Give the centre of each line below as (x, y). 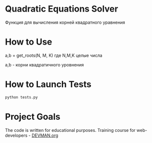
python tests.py (21, 97)
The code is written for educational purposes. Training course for (70, 130)
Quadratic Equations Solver (62, 9)
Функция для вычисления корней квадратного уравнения (65, 22)
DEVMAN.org (45, 135)
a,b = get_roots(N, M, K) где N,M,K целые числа (54, 55)
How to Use (29, 42)
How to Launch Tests (48, 85)
